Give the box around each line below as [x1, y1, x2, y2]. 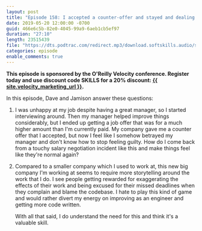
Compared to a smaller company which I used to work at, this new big [14, 162, 188, 170]
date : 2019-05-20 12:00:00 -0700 [6, 20, 90, 26]
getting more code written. [14, 201, 81, 208]
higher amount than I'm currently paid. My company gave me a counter [14, 125, 192, 132]
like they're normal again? [14, 151, 79, 158]
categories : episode [6, 48, 58, 54]
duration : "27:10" [6, 31, 52, 37]
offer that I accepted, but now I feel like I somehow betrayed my [14, 132, 173, 139]
